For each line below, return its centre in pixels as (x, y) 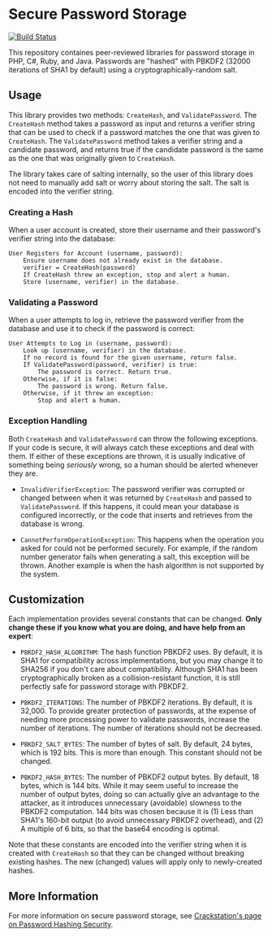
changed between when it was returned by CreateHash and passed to (136, 498)
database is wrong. (52, 523)
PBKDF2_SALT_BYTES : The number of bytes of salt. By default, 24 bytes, (136, 744)
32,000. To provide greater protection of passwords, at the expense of (138, 711)
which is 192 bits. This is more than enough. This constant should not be (141, 752)
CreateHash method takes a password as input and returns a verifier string (132, 124)
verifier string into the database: (62, 239)
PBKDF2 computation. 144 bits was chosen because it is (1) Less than (137, 812)
